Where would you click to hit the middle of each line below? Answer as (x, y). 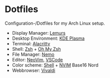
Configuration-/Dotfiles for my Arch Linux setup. (55, 23)
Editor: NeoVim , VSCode (37, 59)
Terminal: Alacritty (31, 43)
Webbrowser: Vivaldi (34, 70)
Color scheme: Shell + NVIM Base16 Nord (55, 65)
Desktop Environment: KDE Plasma (48, 38)
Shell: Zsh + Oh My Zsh (36, 49)
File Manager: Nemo (33, 54)
